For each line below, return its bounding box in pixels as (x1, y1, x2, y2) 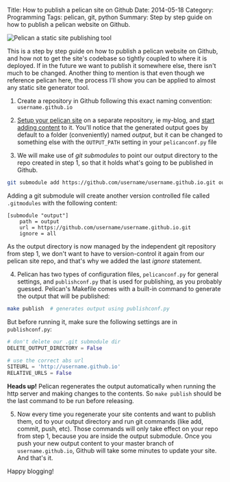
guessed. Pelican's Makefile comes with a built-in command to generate (16, 284, 221, 292)
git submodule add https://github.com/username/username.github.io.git (7, 179, 216, 186)
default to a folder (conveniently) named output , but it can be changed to (16, 130, 223, 139)
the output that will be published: (16, 292, 110, 300)
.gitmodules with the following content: (7, 198, 118, 207)
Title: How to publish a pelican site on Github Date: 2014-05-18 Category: (7, 6, 214, 14)
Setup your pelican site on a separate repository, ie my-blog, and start (16, 116, 215, 124)
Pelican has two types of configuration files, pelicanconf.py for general (16, 270, 219, 278)
